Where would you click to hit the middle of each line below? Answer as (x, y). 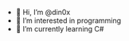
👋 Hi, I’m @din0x (43, 12)
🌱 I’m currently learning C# (60, 29)
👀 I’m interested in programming (68, 20)
